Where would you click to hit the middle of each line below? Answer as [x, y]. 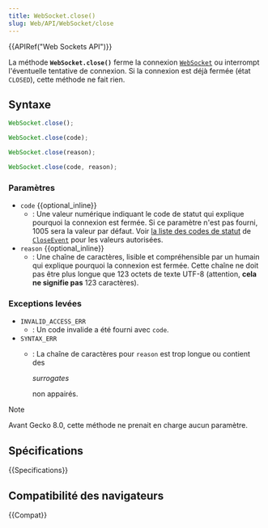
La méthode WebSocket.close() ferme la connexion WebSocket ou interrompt [134, 62]
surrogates [51, 378]
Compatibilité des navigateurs [86, 495]
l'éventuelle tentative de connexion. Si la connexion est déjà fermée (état [130, 70]
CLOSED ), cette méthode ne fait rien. [67, 79]
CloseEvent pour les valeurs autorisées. [98, 240]
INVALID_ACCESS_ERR [53, 322]
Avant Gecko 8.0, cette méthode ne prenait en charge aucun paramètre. [128, 425]
